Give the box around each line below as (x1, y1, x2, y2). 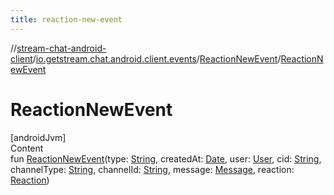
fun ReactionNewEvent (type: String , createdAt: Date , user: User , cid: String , (10, 152, 322, 165)
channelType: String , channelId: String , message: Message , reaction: (10, 163, 295, 175)
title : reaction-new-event (10, 14, 123, 25)
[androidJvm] (10, 131, 67, 143)
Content (10, 142, 44, 154)
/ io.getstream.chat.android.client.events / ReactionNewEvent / (32, 52, 282, 65)
